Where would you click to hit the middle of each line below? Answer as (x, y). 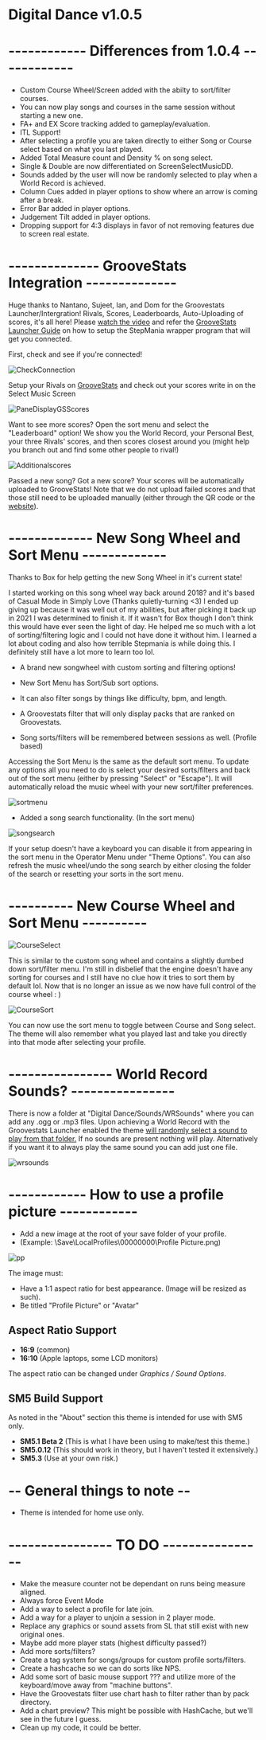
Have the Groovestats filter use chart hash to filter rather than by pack (134, 1694)
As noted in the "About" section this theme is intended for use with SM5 (125, 1417)
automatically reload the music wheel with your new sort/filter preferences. (131, 787)
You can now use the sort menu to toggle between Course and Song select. (132, 1025)
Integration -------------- (93, 283)
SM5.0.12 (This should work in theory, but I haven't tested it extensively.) (139, 1450)
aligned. (33, 1592)
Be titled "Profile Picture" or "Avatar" (79, 1305)
